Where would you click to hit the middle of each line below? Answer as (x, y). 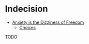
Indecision (27, 9)
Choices (28, 27)
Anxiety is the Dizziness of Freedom (48, 22)
